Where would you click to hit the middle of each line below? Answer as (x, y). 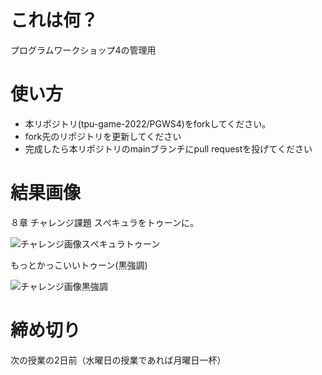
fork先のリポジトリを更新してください (103, 136)
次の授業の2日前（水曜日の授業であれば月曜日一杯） (118, 360)
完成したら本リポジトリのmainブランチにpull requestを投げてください (168, 148)
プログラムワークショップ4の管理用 (83, 50)
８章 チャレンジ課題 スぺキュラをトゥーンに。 (105, 222)
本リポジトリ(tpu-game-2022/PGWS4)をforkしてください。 (148, 123)
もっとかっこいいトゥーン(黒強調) (79, 265)
